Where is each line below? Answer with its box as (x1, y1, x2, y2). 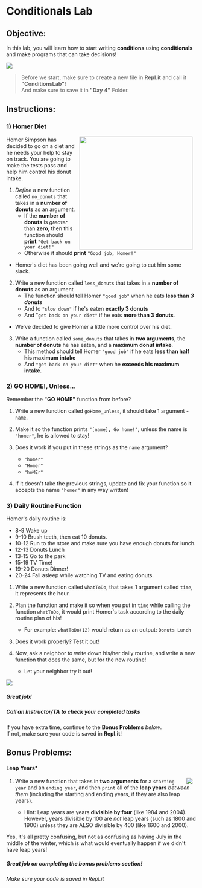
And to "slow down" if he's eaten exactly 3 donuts (24, 305, 149, 312)
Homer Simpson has (6, 136, 57, 143)
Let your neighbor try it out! (24, 668, 92, 675)
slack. (14, 267, 30, 274)
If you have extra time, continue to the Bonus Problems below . (6, 724, 162, 731)
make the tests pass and (6, 161, 68, 169)
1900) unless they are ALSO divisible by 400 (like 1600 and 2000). (24, 822, 189, 829)
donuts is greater (24, 218, 68, 225)
